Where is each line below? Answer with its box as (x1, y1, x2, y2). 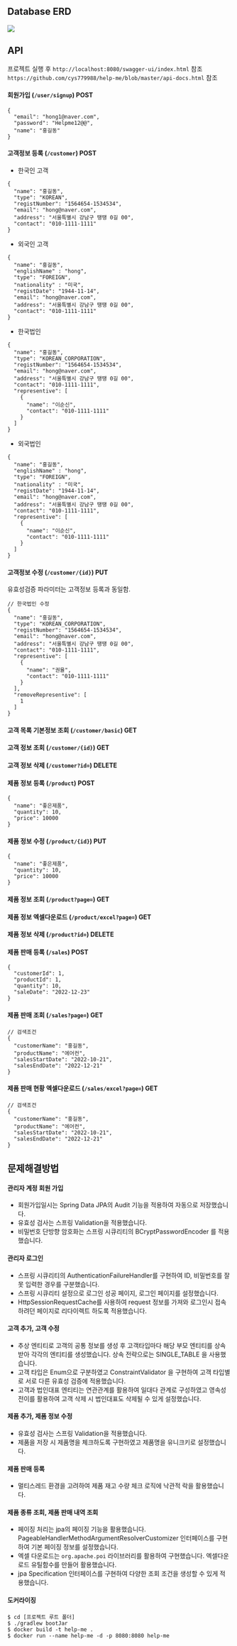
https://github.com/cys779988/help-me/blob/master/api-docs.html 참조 (7, 73, 218, 82)
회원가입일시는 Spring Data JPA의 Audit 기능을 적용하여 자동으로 (17, 1201, 199, 1209)
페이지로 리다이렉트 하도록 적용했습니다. (36, 1306, 148, 1315)
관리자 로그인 (7, 1254, 44, 1262)
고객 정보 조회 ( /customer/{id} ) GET (7, 743, 110, 752)
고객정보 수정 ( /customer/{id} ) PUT (7, 568, 109, 576)
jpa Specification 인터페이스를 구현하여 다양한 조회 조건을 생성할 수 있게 (17, 1569, 219, 1578)
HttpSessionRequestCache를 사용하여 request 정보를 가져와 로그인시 (17, 1297, 214, 1306)
